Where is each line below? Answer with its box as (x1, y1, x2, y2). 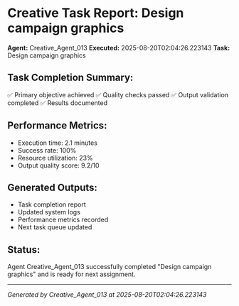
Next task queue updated (17, 223, 92, 231)
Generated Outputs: (7, 181, 98, 193)
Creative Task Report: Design (7, 5, 184, 21)
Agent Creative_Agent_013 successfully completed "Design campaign (7, 263, 212, 271)
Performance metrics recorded (17, 215, 109, 224)
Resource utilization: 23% (17, 153, 94, 162)
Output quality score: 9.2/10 (17, 161, 100, 170)
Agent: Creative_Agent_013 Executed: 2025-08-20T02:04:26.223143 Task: (7, 43, 230, 52)
